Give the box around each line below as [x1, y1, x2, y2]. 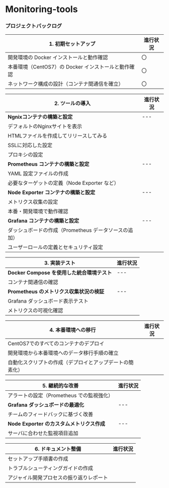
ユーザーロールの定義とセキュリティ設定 [8, 244, 103, 251]
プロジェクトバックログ [5, 23, 62, 30]
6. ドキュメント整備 [34, 446, 81, 453]
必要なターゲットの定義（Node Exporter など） [8, 180, 119, 187]
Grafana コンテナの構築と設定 [8, 218, 79, 225]
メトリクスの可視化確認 [8, 307, 63, 314]
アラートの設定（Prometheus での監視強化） [8, 392, 114, 399]
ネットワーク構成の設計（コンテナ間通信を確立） [8, 81, 124, 88]
